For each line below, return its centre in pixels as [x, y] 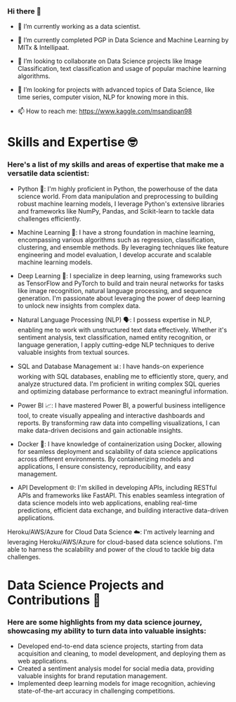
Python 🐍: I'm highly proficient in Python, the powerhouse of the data [117, 188]
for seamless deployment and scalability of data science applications [117, 451]
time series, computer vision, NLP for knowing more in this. [103, 97]
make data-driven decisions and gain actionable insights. [100, 430]
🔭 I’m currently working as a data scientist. [79, 27]
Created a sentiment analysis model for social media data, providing [116, 669]
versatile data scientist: [48, 174]
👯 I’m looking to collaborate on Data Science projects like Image [110, 61]
